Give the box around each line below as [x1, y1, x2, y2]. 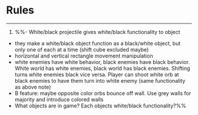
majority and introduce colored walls [14, 96, 104, 103]
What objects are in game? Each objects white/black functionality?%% [14, 102, 187, 109]
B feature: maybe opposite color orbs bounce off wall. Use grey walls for [14, 89, 192, 97]
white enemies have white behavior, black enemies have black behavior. [14, 58, 190, 65]
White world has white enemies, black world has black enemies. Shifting [14, 65, 190, 72]
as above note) [14, 83, 51, 90]
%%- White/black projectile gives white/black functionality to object [14, 28, 181, 35]
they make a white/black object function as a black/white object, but [14, 39, 181, 47]
